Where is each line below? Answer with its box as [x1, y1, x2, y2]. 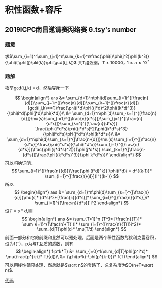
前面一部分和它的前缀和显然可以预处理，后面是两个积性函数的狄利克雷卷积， [5, 234, 159, 240]
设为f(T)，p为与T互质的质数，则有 [5, 240, 74, 247]
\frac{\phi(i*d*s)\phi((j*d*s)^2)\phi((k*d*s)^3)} [35, 125, 128, 132]
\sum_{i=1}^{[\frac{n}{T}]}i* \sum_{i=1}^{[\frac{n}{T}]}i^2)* [22, 221, 141, 227]
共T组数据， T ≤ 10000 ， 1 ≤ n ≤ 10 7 [77, 59, 149, 65]
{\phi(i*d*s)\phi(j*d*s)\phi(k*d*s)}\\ [43, 131, 114, 137]
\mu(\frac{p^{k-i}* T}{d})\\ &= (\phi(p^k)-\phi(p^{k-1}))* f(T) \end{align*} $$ [6, 253, 158, 259]
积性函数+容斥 [5, 4, 62, 16]
